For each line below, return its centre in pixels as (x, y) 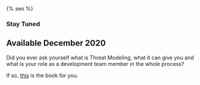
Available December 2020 (56, 43)
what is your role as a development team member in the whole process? (95, 64)
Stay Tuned (23, 24)
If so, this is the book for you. (42, 75)
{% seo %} (20, 9)
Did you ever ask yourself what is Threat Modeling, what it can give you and (100, 57)
